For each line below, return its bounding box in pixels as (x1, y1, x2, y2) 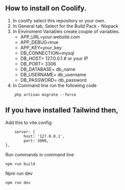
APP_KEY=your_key (20, 44, 62, 50)
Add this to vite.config (5, 119, 52, 125)
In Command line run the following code (12, 82, 97, 88)
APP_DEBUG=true (20, 39, 59, 45)
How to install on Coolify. (5, 4, 87, 13)
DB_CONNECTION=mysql (20, 50, 74, 56)
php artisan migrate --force (14, 92, 77, 97)
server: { (14, 129, 36, 134)
